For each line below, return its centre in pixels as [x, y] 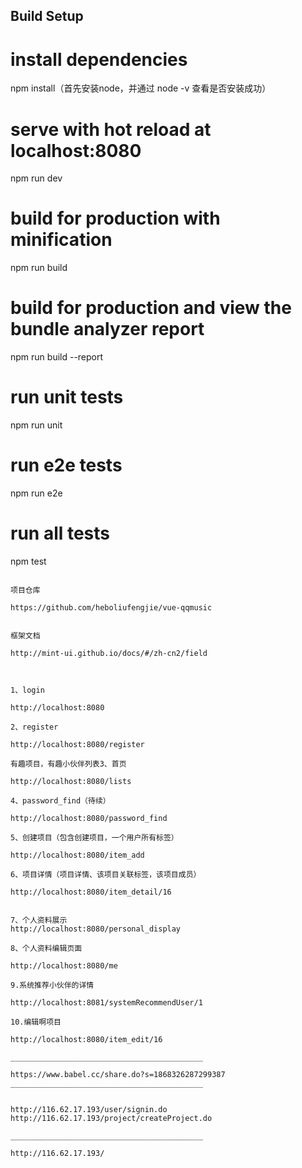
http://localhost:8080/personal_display [96, 929]
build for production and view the [151, 308]
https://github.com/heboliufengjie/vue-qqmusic [111, 607]
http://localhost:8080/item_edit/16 [86, 1039]
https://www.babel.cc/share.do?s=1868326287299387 [118, 1074]
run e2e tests [66, 465]
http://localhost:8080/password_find [89, 818]
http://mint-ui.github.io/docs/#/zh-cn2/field [109, 653]
